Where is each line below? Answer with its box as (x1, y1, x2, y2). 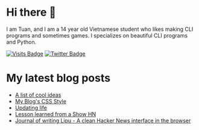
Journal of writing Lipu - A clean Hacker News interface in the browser (14, 117, 191, 124)
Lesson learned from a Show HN (14, 110, 96, 117)
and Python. (6, 38, 37, 45)
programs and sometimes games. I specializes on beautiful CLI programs (6, 31, 188, 39)
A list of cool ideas (14, 91, 62, 99)
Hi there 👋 (6, 5, 56, 19)
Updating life (14, 104, 47, 111)
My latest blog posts (6, 71, 110, 85)
